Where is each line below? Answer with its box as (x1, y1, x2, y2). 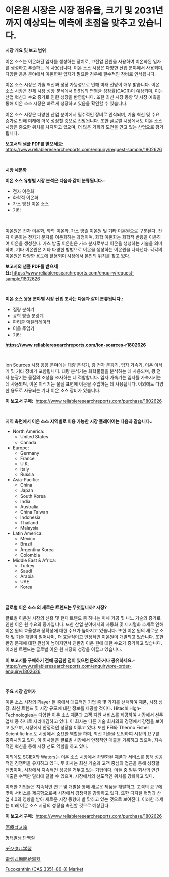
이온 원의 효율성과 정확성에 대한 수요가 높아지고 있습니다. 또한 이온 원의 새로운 (5, 627, 159, 633)
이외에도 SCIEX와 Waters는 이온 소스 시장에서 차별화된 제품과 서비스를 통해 (5, 754, 154, 760)
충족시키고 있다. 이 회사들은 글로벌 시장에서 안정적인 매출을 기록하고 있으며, (5, 737, 153, 743)
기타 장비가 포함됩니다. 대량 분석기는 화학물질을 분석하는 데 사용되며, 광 (16, 368, 156, 374)
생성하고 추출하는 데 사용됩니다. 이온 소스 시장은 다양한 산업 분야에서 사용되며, (10, 64, 164, 71)
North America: (12, 428, 44, 434)
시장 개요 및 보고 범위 (5, 47, 46, 53)
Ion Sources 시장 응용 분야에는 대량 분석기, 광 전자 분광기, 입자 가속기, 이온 (5, 362, 153, 368)
